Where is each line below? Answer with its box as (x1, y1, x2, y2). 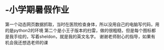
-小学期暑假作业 (5, 4, 70, 16)
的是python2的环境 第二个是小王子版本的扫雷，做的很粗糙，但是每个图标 (5, 27, 152, 33)
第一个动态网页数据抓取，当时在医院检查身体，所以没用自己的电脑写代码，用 (5, 21, 160, 27)
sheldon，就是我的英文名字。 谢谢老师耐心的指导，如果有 (39, 33, 156, 39)
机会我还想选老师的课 (5, 39, 48, 45)
